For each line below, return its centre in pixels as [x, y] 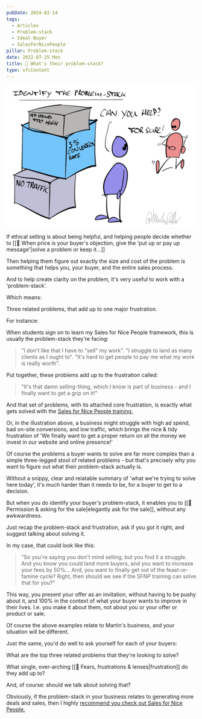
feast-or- [177, 570]
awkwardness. [24, 515]
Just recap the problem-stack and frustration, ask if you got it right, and [96, 527]
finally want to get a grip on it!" [59, 393]
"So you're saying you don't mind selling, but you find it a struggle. [104, 557]
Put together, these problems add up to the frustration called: [82, 375]
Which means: [24, 297]
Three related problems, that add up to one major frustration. [82, 309]
